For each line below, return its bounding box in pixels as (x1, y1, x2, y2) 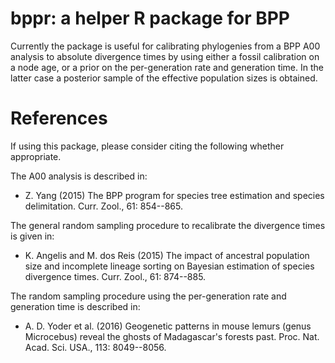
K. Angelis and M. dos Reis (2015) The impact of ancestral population (24, 249, 310, 261)
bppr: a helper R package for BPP (10, 7, 291, 30)
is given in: (10, 230, 55, 242)
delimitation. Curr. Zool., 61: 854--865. (24, 200, 183, 212)
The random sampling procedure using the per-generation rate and (10, 290, 287, 302)
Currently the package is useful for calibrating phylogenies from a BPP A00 (10, 40, 321, 52)
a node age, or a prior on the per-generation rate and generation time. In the (10, 61, 324, 73)
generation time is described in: (10, 300, 141, 312)
